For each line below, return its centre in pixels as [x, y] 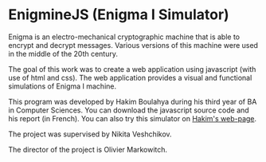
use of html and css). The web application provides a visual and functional [130, 77]
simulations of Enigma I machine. [63, 86]
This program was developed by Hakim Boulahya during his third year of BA [133, 101]
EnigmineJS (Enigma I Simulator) [119, 15]
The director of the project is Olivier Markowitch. [88, 149]
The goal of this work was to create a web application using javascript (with [132, 69]
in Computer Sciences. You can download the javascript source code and [129, 110]
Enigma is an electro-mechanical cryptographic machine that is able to [124, 37]
